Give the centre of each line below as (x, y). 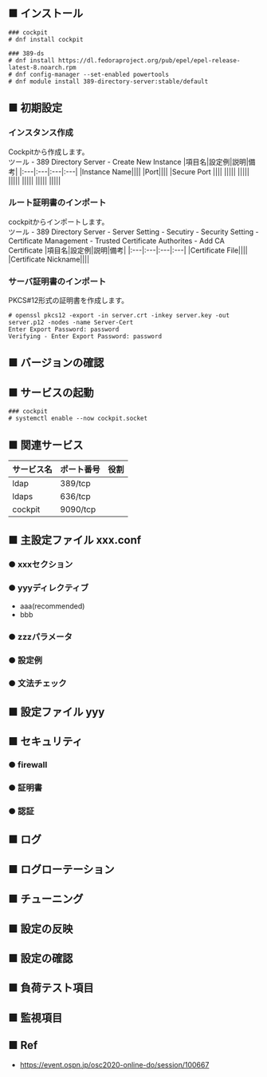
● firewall (28, 765)
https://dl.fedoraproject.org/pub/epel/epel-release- (149, 60)
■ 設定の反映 (41, 929)
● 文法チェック (37, 684)
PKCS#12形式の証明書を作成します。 (69, 301)
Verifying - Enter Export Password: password (85, 337)
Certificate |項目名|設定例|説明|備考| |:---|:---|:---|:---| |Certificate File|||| (128, 250)
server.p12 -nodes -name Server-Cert (71, 323)
